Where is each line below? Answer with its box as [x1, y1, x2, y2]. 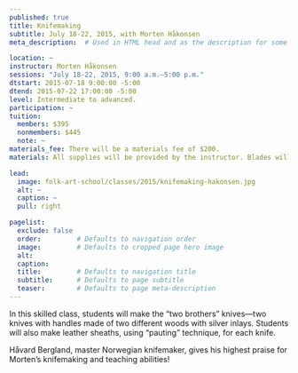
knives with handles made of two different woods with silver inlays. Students [9, 317, 289, 329]
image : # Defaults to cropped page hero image [17, 242, 224, 251]
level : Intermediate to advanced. [9, 95, 137, 104]
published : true [9, 12, 69, 22]
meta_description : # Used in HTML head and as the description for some [9, 37, 288, 47]
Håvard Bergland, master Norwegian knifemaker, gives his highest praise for [9, 344, 288, 355]
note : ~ [17, 137, 46, 146]
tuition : [9, 112, 42, 121]
